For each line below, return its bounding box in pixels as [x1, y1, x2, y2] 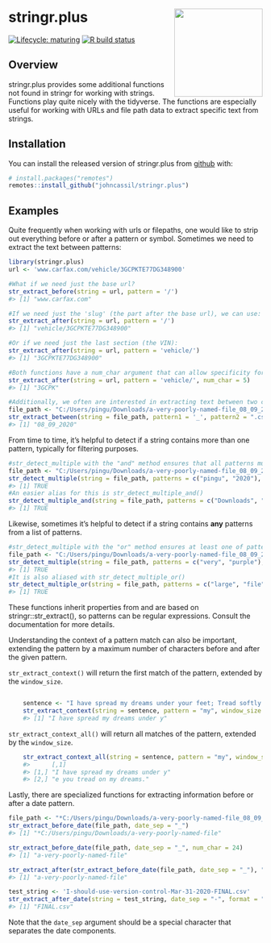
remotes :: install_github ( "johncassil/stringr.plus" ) [8, 181, 190, 189]
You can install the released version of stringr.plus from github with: [8, 158, 234, 168]
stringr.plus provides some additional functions [8, 79, 165, 89]
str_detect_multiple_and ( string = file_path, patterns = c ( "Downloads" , [8, 496, 258, 505]
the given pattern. [8, 653, 68, 663]
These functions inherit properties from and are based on [8, 603, 199, 613]
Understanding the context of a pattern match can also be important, [8, 635, 237, 645]
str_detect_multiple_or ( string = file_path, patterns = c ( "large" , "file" [8, 580, 265, 588]
